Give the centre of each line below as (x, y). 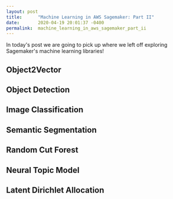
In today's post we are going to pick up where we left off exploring (87, 45)
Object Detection (38, 90)
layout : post (22, 12)
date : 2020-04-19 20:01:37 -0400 (55, 22)
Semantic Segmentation (51, 130)
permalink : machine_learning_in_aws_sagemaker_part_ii (76, 28)
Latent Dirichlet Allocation (55, 190)
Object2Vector (34, 69)
